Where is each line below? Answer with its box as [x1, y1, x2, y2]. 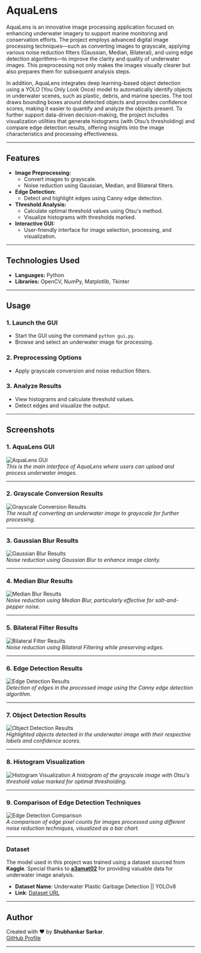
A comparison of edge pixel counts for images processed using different [6, 818, 185, 825]
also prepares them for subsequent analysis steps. [6, 68, 131, 75]
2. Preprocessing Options [6, 353, 82, 362]
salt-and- [155, 597, 179, 604]
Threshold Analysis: [14, 201, 67, 208]
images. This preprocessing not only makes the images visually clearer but [6, 61, 191, 69]
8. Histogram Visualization [6, 757, 85, 766]
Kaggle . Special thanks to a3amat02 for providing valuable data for [6, 865, 173, 872]
